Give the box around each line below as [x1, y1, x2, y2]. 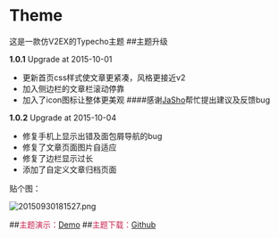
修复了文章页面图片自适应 [21, 142, 117, 152]
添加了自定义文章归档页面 [21, 164, 117, 175]
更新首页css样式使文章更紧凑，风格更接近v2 [21, 72, 186, 83]
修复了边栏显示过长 [21, 152, 94, 163]
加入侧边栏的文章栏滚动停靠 [21, 83, 125, 94]
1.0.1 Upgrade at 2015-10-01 [9, 53, 113, 64]
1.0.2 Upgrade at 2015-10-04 [9, 112, 117, 123]
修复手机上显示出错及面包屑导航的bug [21, 130, 163, 141]
